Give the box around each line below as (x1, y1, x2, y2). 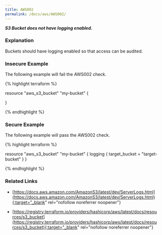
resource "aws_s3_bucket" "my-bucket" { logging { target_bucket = (5, 151, 141, 157)
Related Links (5, 178, 38, 185)
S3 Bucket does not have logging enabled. (5, 25, 92, 31)
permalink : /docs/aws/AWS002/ (5, 12, 67, 17)
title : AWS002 (5, 7, 34, 12)
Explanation (5, 37, 34, 44)
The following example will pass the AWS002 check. (5, 132, 110, 138)
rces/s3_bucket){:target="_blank (12, 224, 78, 230)
